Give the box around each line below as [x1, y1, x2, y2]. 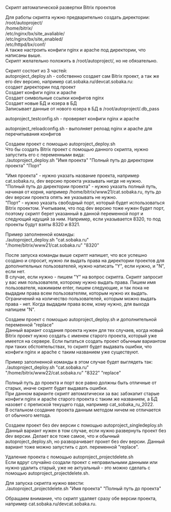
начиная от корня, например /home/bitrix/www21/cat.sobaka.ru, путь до [5, 189, 162, 195]
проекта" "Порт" [5, 163, 42, 168]
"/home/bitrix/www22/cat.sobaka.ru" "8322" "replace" [5, 370, 121, 375]
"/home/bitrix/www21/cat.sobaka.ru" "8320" [5, 242, 100, 248]
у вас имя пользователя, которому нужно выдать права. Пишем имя [5, 279, 156, 285]
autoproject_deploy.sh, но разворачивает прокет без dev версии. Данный [5, 438, 165, 444]
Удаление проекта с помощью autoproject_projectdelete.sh [5, 454, 134, 460]
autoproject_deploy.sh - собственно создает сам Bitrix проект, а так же [5, 73, 159, 79]
